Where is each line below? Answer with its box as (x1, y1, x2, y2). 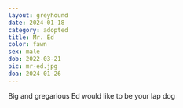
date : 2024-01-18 (8, 19, 65, 27)
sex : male (8, 48, 41, 56)
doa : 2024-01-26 (8, 70, 61, 77)
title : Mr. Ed (8, 33, 55, 41)
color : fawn (8, 41, 47, 49)
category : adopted (8, 26, 68, 34)
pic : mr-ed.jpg (8, 63, 58, 70)
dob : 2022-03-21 (8, 56, 61, 63)
